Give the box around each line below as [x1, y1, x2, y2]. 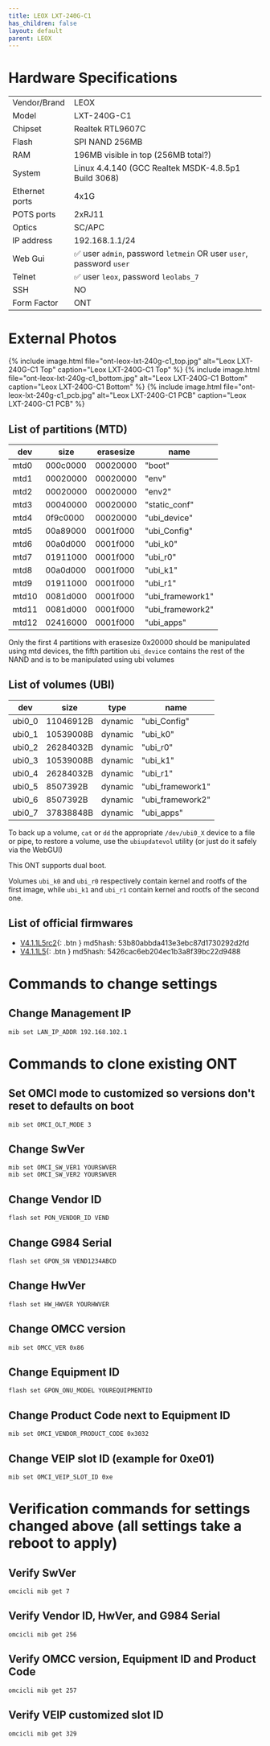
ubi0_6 [12, 794, 39, 805]
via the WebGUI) [8, 845, 63, 854]
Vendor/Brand [12, 97, 66, 109]
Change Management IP [8, 1007, 132, 1020]
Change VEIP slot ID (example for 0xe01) [8, 1451, 215, 1466]
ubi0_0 [12, 715, 39, 726]
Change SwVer [8, 1142, 85, 1156]
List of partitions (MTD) [8, 422, 128, 436]
